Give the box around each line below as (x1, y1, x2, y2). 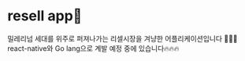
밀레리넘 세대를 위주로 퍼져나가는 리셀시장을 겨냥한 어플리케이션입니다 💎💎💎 (7, 34, 238, 43)
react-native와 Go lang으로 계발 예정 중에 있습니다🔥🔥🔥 (7, 43, 180, 53)
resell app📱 (7, 7, 83, 25)
